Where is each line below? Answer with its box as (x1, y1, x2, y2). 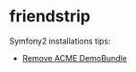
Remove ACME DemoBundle (21, 52, 128, 63)
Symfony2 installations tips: (9, 36, 111, 46)
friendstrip (9, 6, 91, 27)
